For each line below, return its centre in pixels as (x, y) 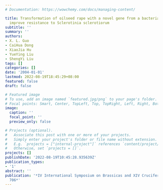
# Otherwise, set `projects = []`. (43, 148)
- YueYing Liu (19, 54)
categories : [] (20, 68)
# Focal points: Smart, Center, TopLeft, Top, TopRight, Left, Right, (78, 104)
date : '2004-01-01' (25, 72)
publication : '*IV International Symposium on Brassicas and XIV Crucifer (82, 175)
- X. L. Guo (17, 41)
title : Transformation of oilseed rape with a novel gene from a (72, 18)
